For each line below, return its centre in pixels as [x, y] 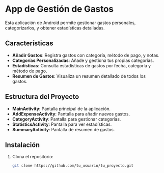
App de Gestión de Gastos [59, 9]
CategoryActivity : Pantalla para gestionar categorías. [67, 119]
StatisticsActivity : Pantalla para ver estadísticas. [62, 124]
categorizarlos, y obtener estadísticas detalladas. [55, 28]
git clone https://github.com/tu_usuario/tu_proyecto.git [73, 166]
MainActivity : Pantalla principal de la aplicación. [61, 109]
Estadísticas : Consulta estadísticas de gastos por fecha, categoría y [82, 65]
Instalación [23, 145]
